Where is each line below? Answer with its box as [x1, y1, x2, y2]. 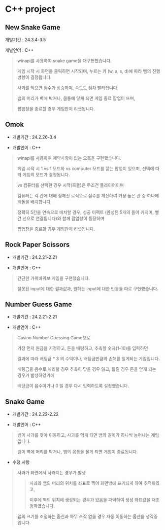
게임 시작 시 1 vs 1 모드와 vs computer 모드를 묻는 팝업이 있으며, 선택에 [17, 165, 154, 171]
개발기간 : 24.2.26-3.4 [12, 134, 57, 140]
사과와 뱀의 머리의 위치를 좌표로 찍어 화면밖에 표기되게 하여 [29, 480, 143, 486]
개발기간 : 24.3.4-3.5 [5, 37, 46, 42]
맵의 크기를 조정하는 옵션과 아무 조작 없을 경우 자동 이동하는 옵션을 [17, 514, 145, 520]
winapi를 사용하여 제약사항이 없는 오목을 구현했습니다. [17, 155, 122, 161]
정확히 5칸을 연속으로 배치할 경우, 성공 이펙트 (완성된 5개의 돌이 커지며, [17, 209, 154, 215]
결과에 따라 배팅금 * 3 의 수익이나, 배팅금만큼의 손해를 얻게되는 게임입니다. [17, 356, 160, 362]
